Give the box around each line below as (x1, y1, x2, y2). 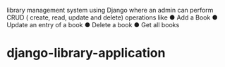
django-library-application (6, 45, 166, 61)
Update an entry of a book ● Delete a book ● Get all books (6, 21, 180, 29)
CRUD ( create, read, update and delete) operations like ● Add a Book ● (6, 13, 218, 22)
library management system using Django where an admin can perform (6, 6, 214, 14)
